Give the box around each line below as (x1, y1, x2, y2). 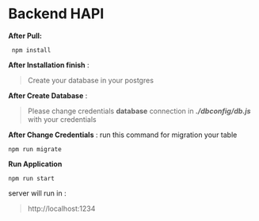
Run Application (8, 159, 63, 169)
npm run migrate (8, 145, 62, 153)
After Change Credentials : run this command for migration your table (8, 130, 238, 139)
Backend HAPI (8, 5, 105, 23)
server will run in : (8, 188, 67, 198)
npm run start (8, 174, 55, 182)
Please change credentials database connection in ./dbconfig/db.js (27, 106, 251, 116)
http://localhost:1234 (27, 204, 96, 213)
